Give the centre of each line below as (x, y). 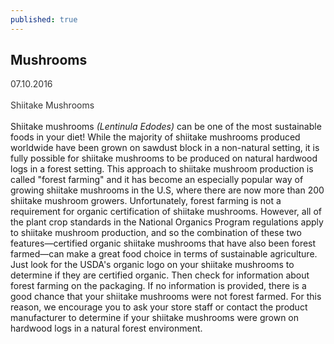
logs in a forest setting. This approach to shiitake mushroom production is (162, 169)
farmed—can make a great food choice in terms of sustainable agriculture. (164, 254)
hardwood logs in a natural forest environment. (106, 328)
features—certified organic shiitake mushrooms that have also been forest (163, 243)
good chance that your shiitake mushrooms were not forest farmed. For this (166, 297)
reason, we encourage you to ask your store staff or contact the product (159, 307)
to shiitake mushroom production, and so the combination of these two (156, 233)
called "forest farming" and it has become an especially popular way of (157, 180)
